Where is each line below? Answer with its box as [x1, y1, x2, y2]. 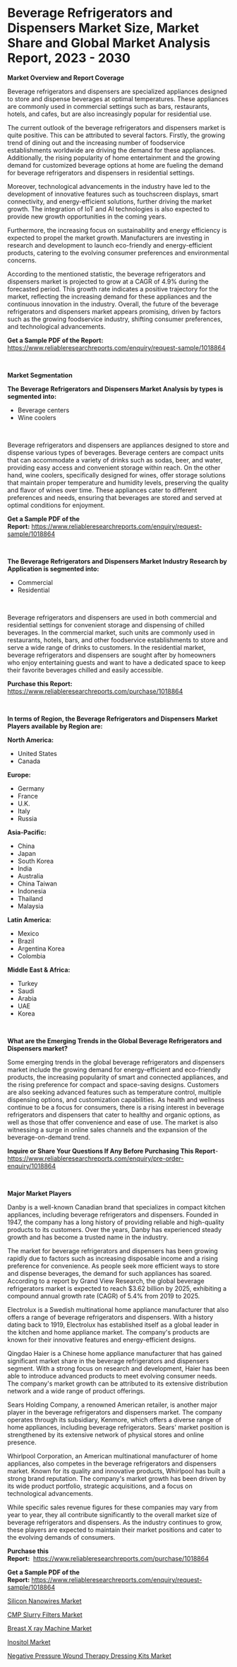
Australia [17, 871, 44, 880]
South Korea [17, 856, 54, 865]
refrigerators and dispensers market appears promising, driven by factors [7, 307, 221, 315]
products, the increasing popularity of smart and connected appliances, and [7, 1073, 229, 1081]
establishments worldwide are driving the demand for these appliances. [7, 146, 216, 154]
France [17, 791, 39, 800]
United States [17, 749, 58, 757]
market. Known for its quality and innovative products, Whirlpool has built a [7, 1466, 226, 1475]
